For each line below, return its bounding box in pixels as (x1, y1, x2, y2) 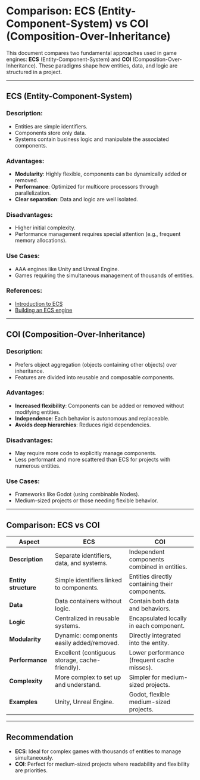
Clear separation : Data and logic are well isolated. (14, 195, 139, 202)
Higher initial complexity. (14, 224, 76, 231)
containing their (129, 580, 173, 588)
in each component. (129, 622, 185, 630)
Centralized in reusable (55, 614, 120, 622)
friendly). (55, 664, 81, 672)
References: (6, 287, 43, 295)
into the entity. (129, 639, 170, 647)
